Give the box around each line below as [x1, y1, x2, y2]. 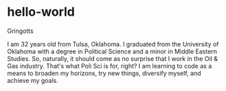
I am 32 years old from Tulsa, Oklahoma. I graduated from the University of [7, 40, 219, 48]
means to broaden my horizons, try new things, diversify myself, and [7, 69, 201, 77]
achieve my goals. [7, 76, 58, 84]
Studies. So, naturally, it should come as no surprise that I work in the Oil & [7, 54, 218, 62]
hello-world [7, 4, 76, 20]
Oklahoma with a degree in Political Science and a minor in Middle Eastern [7, 47, 218, 55]
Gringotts [7, 27, 34, 35]
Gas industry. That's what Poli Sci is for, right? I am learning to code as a [7, 62, 212, 70]
